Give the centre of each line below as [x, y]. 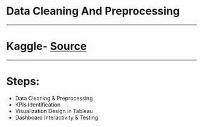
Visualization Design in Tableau [54, 111]
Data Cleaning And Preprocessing [93, 11]
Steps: [23, 81]
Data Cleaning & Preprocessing [54, 98]
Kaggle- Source [47, 46]
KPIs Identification [38, 105]
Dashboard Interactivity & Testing [56, 117]
